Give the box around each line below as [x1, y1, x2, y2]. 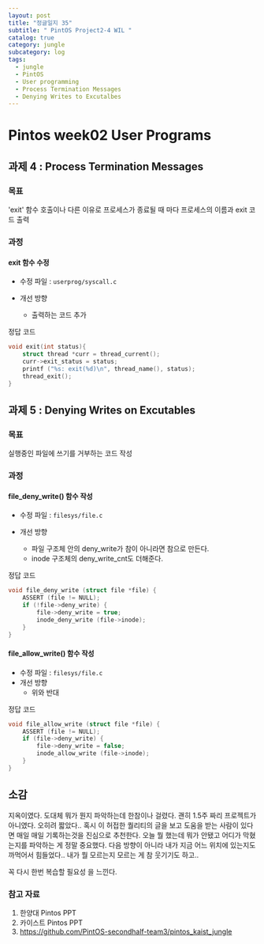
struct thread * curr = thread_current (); [22, 350, 160, 358]
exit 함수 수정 [8, 258, 50, 267]
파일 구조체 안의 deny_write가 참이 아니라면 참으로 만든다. [31, 544, 210, 553]
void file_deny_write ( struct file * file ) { [8, 587, 157, 595]
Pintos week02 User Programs [8, 126, 211, 145]
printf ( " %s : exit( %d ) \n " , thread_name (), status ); [22, 364, 195, 372]
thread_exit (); [22, 372, 73, 380]
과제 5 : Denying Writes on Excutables [8, 403, 195, 417]
